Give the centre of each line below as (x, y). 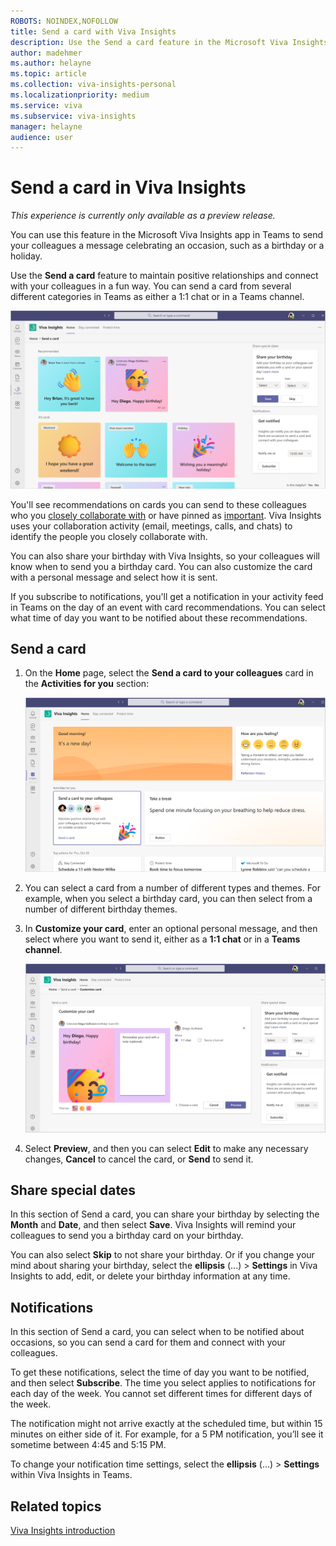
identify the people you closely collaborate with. (109, 536)
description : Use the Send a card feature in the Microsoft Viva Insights (169, 42)
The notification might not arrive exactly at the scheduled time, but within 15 (166, 1424)
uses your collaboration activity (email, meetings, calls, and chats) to (151, 526)
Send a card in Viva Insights (128, 187)
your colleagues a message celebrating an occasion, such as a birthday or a (167, 246)
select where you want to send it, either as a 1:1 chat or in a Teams (162, 939)
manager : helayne (46, 126)
